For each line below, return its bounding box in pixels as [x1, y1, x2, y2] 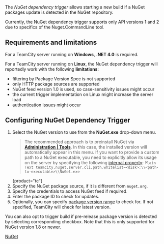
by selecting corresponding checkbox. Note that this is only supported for [5, 218, 155, 224]
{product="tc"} [12, 178, 43, 183]
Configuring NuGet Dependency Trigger [5, 116, 131, 124]
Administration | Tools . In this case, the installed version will [24, 144, 147, 150]
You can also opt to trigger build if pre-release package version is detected [5, 213, 157, 219]
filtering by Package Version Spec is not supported [12, 76, 115, 82]
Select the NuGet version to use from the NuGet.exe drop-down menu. [12, 129, 156, 135]
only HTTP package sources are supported [12, 81, 100, 87]
